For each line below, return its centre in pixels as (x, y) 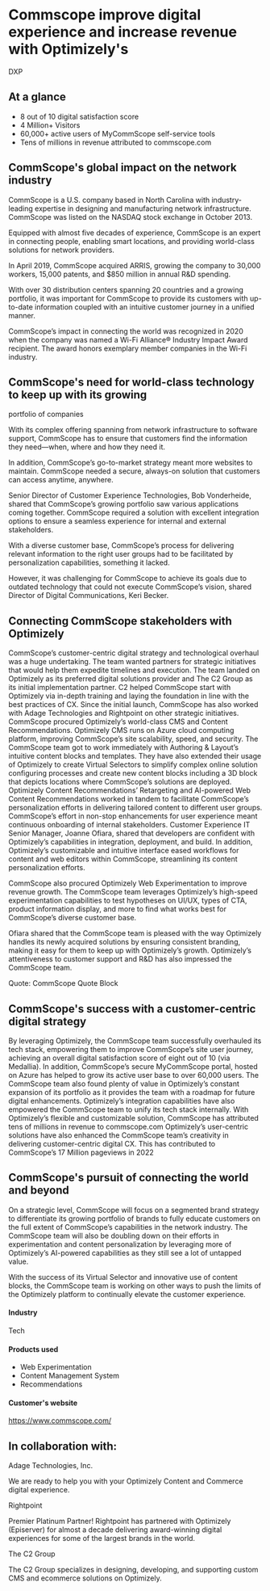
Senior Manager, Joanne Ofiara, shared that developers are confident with (132, 833)
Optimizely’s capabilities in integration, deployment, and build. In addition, (131, 842)
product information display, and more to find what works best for (118, 909)
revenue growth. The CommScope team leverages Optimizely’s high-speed (133, 892)
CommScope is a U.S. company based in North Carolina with (109, 200)
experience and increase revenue (123, 32)
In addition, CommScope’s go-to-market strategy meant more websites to (131, 463)
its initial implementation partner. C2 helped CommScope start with (120, 688)
